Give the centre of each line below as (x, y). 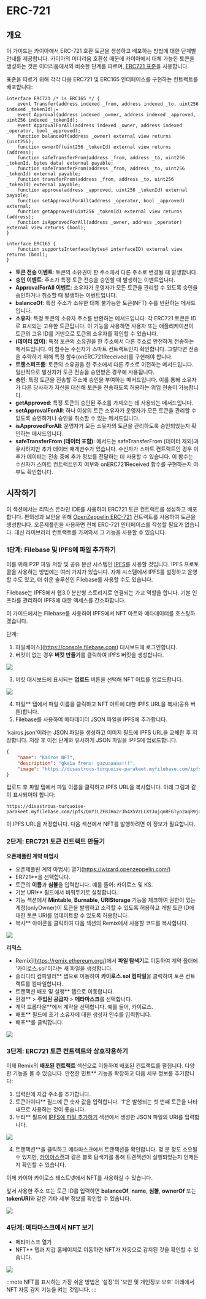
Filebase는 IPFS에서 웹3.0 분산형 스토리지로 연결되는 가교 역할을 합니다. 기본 (99, 593)
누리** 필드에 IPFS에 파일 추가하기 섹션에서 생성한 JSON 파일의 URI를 (99, 1117)
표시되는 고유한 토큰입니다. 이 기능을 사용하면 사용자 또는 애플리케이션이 (108, 326)
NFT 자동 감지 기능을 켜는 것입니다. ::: (51, 1290)
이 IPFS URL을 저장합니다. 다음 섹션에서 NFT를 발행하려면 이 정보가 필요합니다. (101, 824)
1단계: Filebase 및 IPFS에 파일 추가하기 (61, 550)
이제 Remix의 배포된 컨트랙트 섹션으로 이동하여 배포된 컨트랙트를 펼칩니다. (95, 1066)
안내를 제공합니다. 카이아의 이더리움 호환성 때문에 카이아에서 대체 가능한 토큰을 (101, 58)
